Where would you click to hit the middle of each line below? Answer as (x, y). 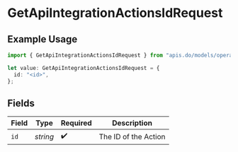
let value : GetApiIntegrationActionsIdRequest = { (84, 68)
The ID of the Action (132, 136)
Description (132, 123)
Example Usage (42, 39)
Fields (21, 103)
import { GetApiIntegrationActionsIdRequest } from (85, 55)
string (44, 136)
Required (76, 123)
